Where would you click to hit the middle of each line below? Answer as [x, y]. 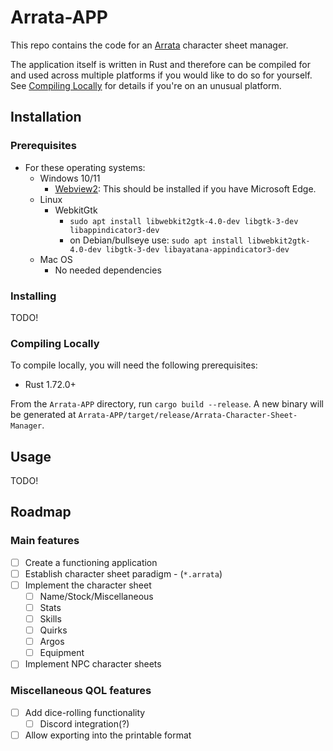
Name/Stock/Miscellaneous [96, 596]
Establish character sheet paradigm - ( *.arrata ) [123, 573]
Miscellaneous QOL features [81, 691]
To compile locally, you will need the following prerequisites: [134, 365]
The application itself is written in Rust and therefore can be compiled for [160, 64]
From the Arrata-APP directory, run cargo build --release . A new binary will [167, 404]
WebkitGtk [76, 210]
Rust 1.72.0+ [50, 385]
